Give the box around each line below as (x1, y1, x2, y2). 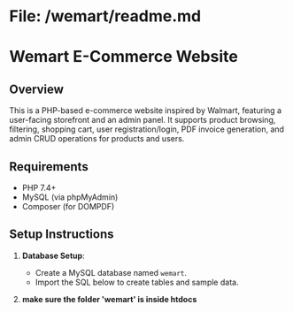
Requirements (9, 159, 89, 174)
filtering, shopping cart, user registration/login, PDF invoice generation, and (9, 124, 285, 134)
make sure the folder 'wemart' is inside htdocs (21, 293, 197, 304)
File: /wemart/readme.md (9, 6, 202, 27)
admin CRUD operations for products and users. (9, 133, 185, 144)
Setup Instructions (9, 227, 114, 242)
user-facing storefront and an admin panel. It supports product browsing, (9, 115, 276, 126)
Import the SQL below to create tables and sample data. (35, 277, 239, 287)
